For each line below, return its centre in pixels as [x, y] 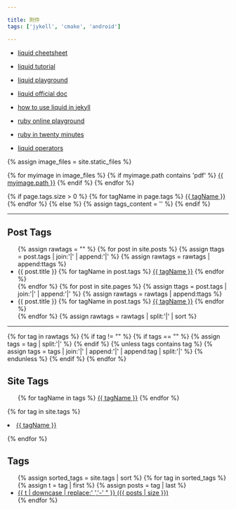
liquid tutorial [37, 66]
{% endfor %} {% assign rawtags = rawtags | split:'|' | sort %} [107, 316]
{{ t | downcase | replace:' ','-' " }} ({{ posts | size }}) [93, 492]
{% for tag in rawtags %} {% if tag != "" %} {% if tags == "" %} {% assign [114, 336]
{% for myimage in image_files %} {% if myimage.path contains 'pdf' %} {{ [115, 175]
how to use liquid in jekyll [54, 107]
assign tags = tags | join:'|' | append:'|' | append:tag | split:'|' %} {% [105, 351]
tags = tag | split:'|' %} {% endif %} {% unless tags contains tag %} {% [110, 344]
